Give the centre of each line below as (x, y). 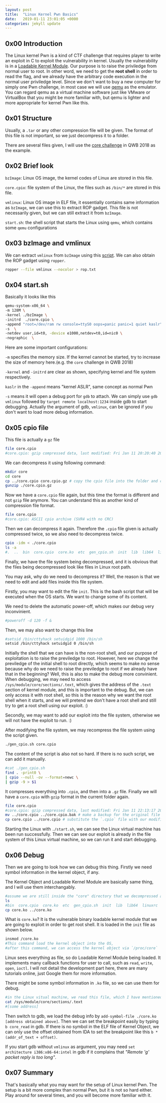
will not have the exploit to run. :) (38, 720)
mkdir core (16, 472)
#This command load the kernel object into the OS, (59, 944)
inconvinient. (18, 611)
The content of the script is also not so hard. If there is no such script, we (80, 754)
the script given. (22, 735)
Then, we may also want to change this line (49, 630)
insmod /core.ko (22, 939)
